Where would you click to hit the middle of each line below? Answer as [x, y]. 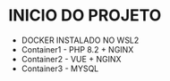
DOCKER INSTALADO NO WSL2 [80, 40]
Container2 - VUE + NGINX [71, 59]
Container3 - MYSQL [60, 69]
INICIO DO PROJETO [85, 16]
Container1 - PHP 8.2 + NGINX [77, 49]
